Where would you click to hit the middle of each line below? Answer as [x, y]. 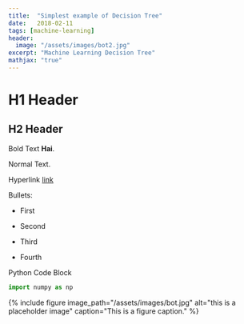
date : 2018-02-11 [41, 23]
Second [33, 226]
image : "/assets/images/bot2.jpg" [73, 46]
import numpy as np [41, 287]
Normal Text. [30, 164]
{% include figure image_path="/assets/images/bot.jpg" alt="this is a [122, 302]
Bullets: [21, 195]
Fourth [31, 257]
